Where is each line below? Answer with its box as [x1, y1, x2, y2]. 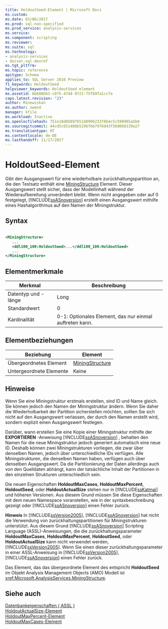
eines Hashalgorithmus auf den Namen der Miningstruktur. [5, 202, 126, 208]
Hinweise [5, 385, 35, 393]
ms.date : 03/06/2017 [5, 17, 48, 22]
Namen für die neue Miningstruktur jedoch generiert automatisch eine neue [5, 439, 161, 445]
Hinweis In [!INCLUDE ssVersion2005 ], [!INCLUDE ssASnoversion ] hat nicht [5, 512, 159, 518]
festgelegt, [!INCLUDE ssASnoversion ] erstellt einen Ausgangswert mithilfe [5, 197, 158, 203]
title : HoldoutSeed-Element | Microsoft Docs [5, 7, 101, 13]
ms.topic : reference [5, 68, 48, 73]
